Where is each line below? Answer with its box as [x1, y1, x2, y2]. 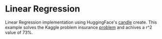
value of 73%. [5, 29, 33, 35]
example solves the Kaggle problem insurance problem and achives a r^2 [5, 24, 152, 30]
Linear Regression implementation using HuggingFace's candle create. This [5, 19, 157, 25]
